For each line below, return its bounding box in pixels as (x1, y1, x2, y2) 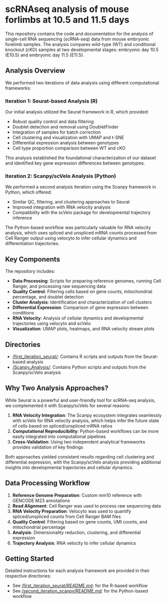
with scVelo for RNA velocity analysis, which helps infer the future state (12, 417, 160, 423)
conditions (12, 310, 34, 316)
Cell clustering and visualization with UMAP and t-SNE (12, 134, 125, 140)
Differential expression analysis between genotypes (12, 140, 119, 146)
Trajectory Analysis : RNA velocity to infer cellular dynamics (12, 540, 136, 546)
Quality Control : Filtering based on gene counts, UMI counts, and (12, 518, 148, 524)
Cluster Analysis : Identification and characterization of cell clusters (12, 299, 152, 305)
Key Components (5, 255, 60, 263)
